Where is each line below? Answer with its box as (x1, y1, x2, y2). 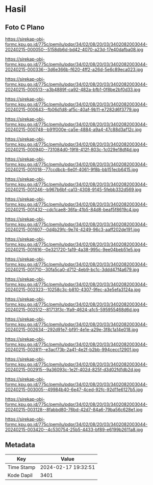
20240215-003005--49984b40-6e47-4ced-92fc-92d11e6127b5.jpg (5, 387, 143, 392)
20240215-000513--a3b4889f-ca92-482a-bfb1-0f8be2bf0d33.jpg (5, 87, 141, 92)
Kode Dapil (7, 472, 33, 479)
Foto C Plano (5, 23, 45, 32)
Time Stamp (7, 464, 36, 471)
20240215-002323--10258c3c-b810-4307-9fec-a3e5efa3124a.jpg (5, 287, 141, 292)
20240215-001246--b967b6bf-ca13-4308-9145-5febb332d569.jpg (5, 187, 142, 193)
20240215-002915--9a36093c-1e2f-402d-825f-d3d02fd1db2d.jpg (5, 367, 141, 372)
